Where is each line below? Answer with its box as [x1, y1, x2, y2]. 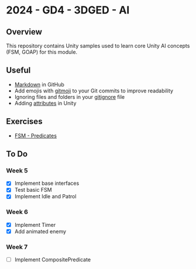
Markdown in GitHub [14, 81, 64, 88]
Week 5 [6, 166, 28, 174]
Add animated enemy [14, 227, 66, 234]
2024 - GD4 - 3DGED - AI [6, 4, 130, 17]
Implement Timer [14, 221, 56, 228]
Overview [6, 27, 43, 37]
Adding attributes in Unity [14, 99, 77, 106]
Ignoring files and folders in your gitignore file [14, 93, 125, 100]
